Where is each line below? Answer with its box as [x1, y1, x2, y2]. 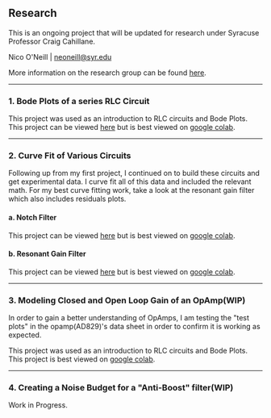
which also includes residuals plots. [8, 194, 127, 204]
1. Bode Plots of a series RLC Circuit [8, 95, 150, 107]
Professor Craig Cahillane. [8, 36, 95, 46]
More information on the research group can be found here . [8, 68, 207, 77]
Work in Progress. [8, 400, 69, 410]
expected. [8, 330, 42, 340]
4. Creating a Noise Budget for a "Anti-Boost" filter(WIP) [8, 382, 234, 394]
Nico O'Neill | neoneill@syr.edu [8, 52, 112, 61]
